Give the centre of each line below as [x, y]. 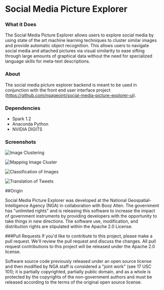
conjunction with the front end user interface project [58, 90]
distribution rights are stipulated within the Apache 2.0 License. [69, 226]
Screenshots [21, 142]
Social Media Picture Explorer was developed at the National [66, 200]
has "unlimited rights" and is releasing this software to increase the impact [80, 211]
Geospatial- [140, 200]
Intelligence [17, 206]
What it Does [21, 25]
